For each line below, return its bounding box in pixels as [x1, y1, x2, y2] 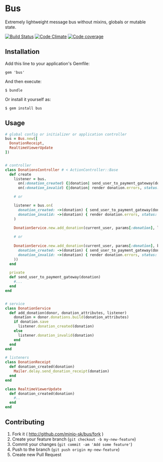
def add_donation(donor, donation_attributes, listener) [9, 310, 127, 315]
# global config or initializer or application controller [5, 132, 127, 137]
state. [5, 24, 16, 30]
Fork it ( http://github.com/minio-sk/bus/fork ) [12, 431, 104, 437]
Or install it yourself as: [5, 96, 51, 102]
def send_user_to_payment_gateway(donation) [9, 275, 101, 280]
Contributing [5, 418, 45, 427]
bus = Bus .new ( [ [5, 137, 38, 141]
